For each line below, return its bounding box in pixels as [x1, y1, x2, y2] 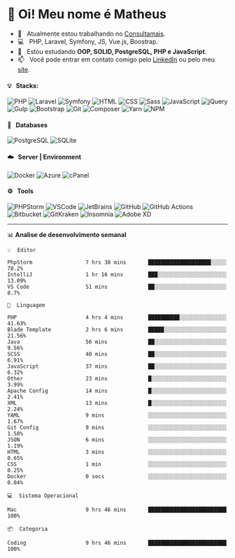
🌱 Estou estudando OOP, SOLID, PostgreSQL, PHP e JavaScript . [17, 47, 207, 55]
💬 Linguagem [7, 301, 45, 308]
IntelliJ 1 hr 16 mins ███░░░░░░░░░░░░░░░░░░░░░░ [7, 271, 227, 278]
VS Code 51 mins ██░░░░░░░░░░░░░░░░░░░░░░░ [7, 283, 227, 290]
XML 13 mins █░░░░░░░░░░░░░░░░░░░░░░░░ [7, 399, 227, 406]
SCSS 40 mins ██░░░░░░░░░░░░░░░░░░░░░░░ [7, 350, 227, 357]
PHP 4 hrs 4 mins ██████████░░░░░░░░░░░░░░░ [7, 314, 227, 321]
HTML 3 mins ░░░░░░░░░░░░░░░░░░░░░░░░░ [7, 448, 227, 455]
